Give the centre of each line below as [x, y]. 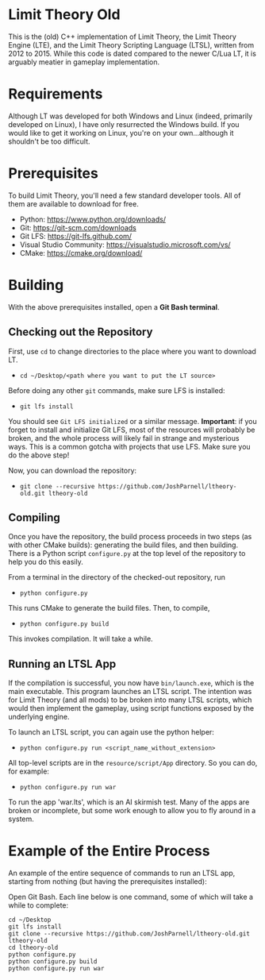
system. [21, 819]
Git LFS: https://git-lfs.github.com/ [76, 236]
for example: [29, 771]
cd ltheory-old [33, 948]
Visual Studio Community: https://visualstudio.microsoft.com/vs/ [125, 245]
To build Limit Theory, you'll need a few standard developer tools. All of [125, 195]
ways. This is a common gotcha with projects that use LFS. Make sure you [130, 446]
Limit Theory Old [64, 15]
